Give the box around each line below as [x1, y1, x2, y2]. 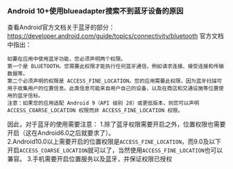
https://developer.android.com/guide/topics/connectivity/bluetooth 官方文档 [7, 32, 224, 40]
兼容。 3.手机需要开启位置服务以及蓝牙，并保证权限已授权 [7, 154, 173, 163]
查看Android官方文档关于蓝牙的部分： [7, 23, 115, 32]
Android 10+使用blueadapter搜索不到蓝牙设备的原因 [7, 6, 184, 15]
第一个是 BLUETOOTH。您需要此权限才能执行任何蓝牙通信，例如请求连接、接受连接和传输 [7, 63, 224, 70]
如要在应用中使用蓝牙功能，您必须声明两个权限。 [7, 55, 126, 63]
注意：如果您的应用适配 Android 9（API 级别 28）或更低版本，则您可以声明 [7, 100, 200, 107]
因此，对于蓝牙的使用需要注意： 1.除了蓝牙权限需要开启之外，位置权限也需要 [7, 120, 226, 129]
